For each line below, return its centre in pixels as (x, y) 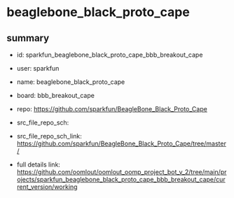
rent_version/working (47, 187)
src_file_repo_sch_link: (49, 136)
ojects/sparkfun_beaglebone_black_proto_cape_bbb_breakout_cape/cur (121, 179)
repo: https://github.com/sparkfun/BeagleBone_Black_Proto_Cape (112, 109)
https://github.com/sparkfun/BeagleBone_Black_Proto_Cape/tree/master (122, 143)
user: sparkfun (38, 68)
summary (28, 38)
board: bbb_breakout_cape (56, 96)
